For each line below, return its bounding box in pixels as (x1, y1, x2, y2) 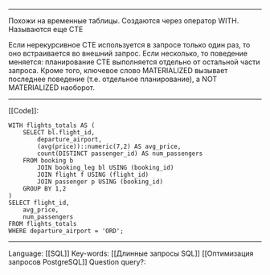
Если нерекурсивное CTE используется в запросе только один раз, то (8, 40, 251, 49)
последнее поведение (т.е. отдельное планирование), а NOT (8, 74, 218, 84)
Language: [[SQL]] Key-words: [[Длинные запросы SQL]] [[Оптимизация (8, 248, 254, 258)
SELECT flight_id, (8, 199, 70, 207)
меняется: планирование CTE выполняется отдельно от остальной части (8, 57, 260, 67)
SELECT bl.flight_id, (22, 129, 95, 137)
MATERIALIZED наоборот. (8, 83, 95, 92)
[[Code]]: (8, 106, 39, 115)
